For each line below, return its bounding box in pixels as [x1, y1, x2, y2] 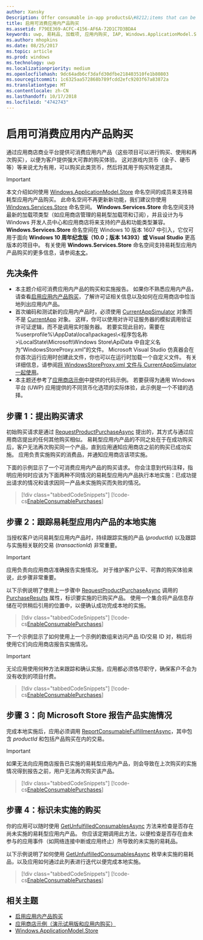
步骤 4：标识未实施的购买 [6, 805, 101, 816]
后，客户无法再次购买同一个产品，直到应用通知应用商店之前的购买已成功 [6, 443, 186, 451]
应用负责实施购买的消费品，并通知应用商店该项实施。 [18, 451, 151, 458]
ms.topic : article [6, 49, 53, 55]
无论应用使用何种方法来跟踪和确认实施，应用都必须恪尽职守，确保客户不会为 [6, 665, 197, 672]
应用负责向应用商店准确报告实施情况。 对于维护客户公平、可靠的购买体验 [6, 566, 188, 573]
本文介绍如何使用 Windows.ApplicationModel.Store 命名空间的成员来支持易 [6, 188, 193, 195]
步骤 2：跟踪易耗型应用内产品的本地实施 [6, 517, 156, 527]
